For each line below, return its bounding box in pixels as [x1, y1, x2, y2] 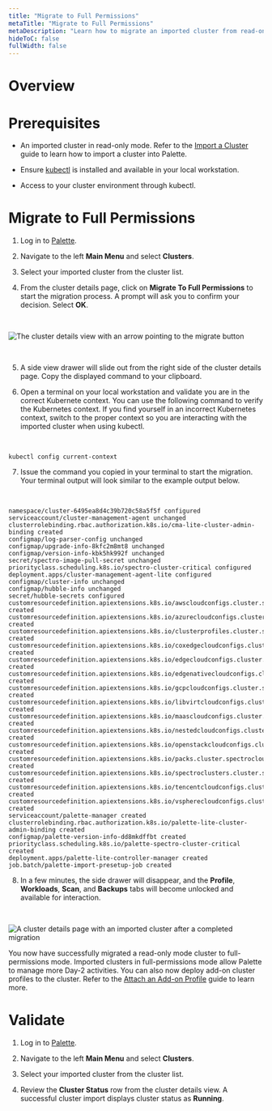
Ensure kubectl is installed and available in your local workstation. [19, 165, 240, 175]
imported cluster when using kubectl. [19, 422, 145, 432]
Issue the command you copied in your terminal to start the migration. [19, 467, 253, 477]
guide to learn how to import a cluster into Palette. [19, 149, 188, 159]
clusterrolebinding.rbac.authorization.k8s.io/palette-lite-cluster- [8, 819, 249, 827]
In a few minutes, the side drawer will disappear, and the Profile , [19, 875, 236, 885]
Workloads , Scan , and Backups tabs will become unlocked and [19, 884, 234, 894]
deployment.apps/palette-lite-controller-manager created [8, 854, 208, 862]
